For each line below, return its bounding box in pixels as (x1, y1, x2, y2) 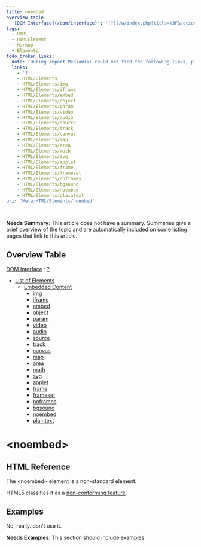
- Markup (11, 42, 33, 48)
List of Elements (14, 277, 55, 284)
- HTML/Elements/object (17, 98, 77, 104)
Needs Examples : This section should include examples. (6, 534, 147, 541)
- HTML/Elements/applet (17, 159, 77, 165)
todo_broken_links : (6, 53, 55, 59)
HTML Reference (6, 461, 71, 472)
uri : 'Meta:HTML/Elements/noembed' (6, 198, 95, 204)
